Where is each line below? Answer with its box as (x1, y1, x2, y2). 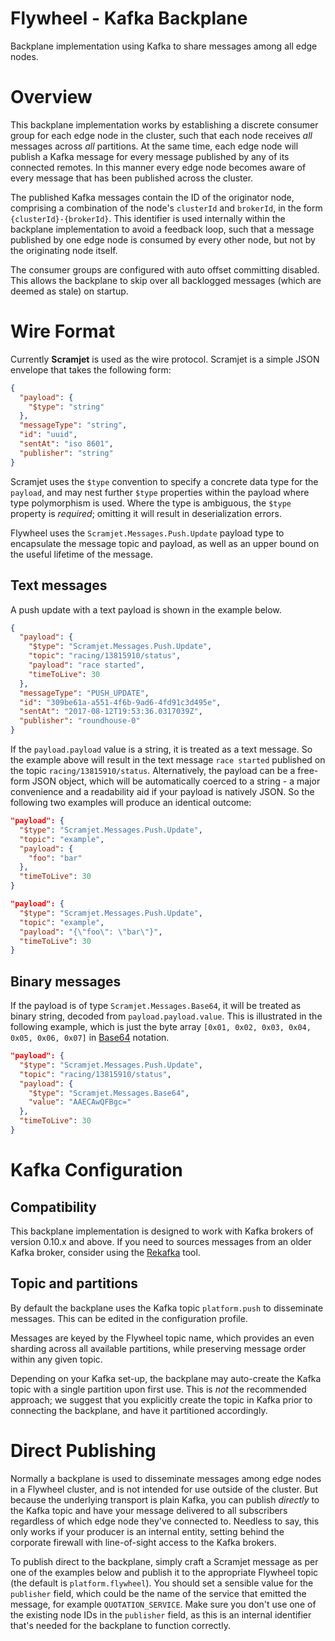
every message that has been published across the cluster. (10, 172, 254, 184)
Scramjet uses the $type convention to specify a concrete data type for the (10, 475, 319, 487)
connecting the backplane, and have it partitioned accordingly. (10, 1404, 268, 1416)
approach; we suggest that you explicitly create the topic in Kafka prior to (10, 1393, 313, 1406)
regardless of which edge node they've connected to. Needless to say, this (10, 1515, 320, 1527)
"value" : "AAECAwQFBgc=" (28, 1097, 132, 1107)
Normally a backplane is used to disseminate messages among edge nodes (10, 1472, 322, 1484)
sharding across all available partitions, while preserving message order (10, 1342, 307, 1354)
